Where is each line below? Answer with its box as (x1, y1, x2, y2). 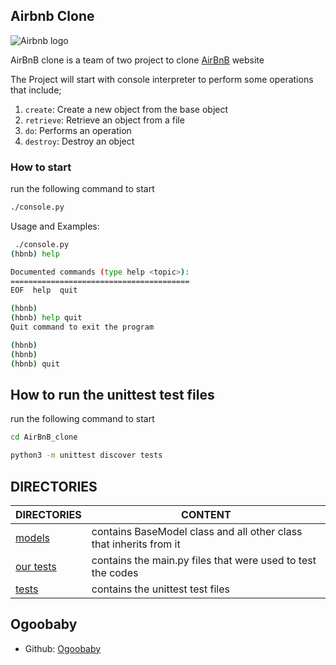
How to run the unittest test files (10, 387, 215, 403)
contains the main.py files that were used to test (91, 553, 317, 567)
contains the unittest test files (91, 582, 230, 596)
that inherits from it (91, 537, 181, 551)
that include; (10, 84, 62, 96)
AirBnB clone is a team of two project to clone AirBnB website (10, 54, 265, 66)
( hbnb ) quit (10, 359, 60, 369)
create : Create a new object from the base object (24, 103, 229, 115)
